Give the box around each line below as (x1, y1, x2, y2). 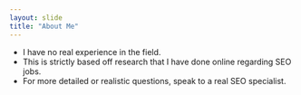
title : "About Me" (9, 22, 79, 31)
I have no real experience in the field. (22, 46, 161, 57)
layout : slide (9, 13, 63, 23)
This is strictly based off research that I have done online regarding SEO (22, 56, 292, 67)
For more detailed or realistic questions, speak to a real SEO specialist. (22, 75, 286, 86)
